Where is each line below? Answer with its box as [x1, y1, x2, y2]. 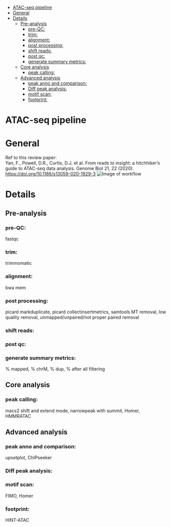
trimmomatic [5, 260, 32, 266]
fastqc [5, 236, 19, 242]
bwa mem [5, 284, 27, 290]
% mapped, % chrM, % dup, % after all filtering [5, 366, 105, 372]
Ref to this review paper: [5, 155, 57, 161]
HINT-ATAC [5, 517, 30, 523]
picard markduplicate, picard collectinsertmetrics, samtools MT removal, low [5, 309, 166, 315]
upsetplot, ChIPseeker [5, 455, 52, 461]
